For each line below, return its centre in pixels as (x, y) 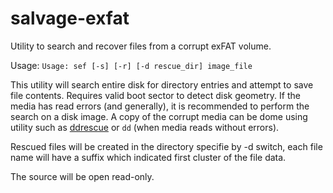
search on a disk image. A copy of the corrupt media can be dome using (159, 116)
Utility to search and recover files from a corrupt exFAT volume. (141, 46)
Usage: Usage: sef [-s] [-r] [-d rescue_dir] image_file (131, 65)
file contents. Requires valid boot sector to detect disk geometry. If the (155, 95)
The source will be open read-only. (82, 176)
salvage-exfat (70, 18)
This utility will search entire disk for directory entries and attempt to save (162, 84)
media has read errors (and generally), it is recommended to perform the (160, 106)
